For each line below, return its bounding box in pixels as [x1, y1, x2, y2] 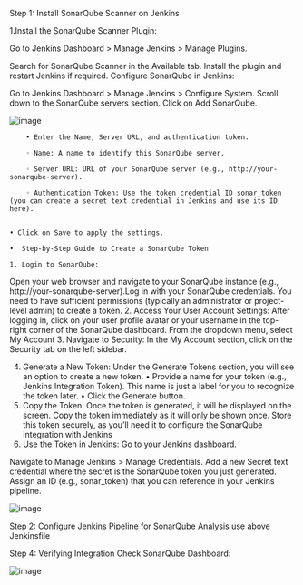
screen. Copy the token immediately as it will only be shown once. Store [22, 409, 292, 420]
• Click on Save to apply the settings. [9, 228, 165, 237]
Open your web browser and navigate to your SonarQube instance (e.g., [9, 277, 279, 287]
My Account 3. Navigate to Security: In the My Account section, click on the [9, 334, 293, 345]
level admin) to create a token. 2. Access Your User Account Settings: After [9, 305, 290, 316]
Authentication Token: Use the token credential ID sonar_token [33, 188, 282, 197]
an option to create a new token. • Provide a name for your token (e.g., [22, 371, 288, 381]
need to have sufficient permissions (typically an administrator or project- [9, 296, 285, 306]
